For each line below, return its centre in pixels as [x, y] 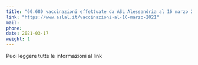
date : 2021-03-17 [27, 34]
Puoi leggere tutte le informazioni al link [54, 56]
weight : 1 [18, 39]
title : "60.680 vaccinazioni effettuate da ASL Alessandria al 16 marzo [97, 12]
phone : [14, 28]
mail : [13, 22]
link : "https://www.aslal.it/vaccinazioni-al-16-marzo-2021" [83, 17]
